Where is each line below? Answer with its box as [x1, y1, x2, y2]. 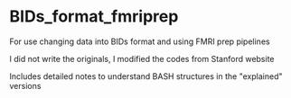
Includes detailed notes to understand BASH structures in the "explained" [9, 70, 283, 82]
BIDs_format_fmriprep [9, 6, 179, 27]
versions [9, 80, 42, 91]
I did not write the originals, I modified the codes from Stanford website [9, 53, 275, 64]
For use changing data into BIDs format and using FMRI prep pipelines [9, 36, 270, 47]
